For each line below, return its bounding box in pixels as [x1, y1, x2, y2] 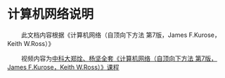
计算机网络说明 [7, 6, 94, 22]
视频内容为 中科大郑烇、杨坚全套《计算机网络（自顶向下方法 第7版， [20, 54, 218, 63]
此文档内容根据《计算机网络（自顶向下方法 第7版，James [20, 31, 188, 39]
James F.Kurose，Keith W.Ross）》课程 [7, 63, 120, 71]
